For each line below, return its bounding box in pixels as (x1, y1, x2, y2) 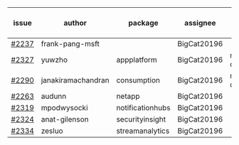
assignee (184, 18, 216, 28)
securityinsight (116, 114, 166, 124)
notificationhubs (116, 103, 171, 112)
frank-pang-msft (41, 39, 100, 48)
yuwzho (41, 55, 68, 65)
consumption (116, 75, 160, 85)
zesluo (41, 126, 63, 136)
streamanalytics (116, 126, 170, 136)
